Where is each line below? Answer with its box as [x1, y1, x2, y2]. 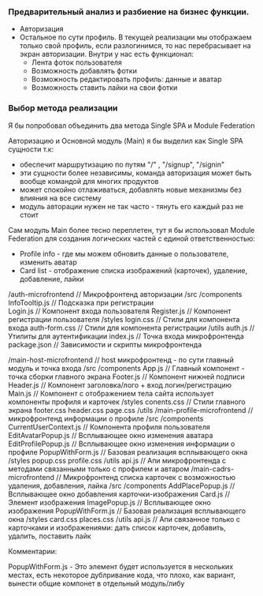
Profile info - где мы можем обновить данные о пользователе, [19, 249, 229, 258]
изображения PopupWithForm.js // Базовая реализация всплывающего [8, 506, 246, 515]
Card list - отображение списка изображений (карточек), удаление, [19, 265, 248, 275]
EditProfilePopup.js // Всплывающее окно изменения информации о [8, 439, 235, 448]
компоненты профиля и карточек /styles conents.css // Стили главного [8, 397, 246, 407]
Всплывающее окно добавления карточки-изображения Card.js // [8, 489, 231, 499]
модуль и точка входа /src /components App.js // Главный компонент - [8, 363, 246, 373]
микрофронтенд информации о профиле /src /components [8, 414, 204, 423]
